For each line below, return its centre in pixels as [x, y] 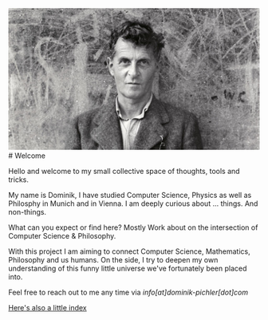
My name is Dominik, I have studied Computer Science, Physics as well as [130, 195]
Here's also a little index [48, 307]
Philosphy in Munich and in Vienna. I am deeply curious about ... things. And [133, 203]
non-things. [27, 211]
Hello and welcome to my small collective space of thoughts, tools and [124, 171]
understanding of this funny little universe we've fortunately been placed [128, 268]
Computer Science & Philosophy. [62, 235]
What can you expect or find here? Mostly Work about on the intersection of [133, 227]
